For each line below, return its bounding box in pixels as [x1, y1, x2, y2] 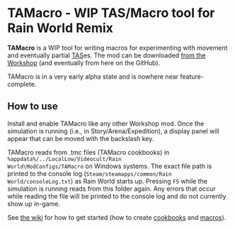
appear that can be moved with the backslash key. [7, 134, 154, 143]
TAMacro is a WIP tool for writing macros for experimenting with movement [7, 43, 228, 52]
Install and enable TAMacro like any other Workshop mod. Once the [7, 119, 205, 128]
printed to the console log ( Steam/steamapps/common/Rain [7, 169, 172, 178]
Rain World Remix [7, 20, 113, 36]
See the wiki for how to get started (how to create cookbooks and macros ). [7, 213, 227, 221]
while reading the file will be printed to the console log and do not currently [7, 191, 227, 200]
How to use [7, 101, 58, 113]
